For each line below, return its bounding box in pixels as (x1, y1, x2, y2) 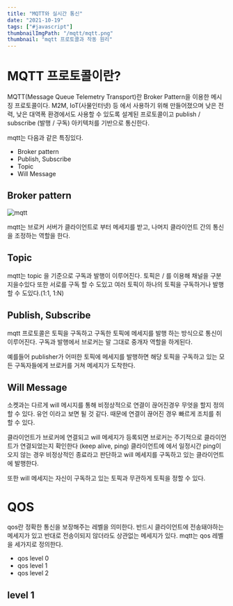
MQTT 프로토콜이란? (7, 68, 122, 84)
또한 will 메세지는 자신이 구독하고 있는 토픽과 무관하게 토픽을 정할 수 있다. (7, 474, 206, 483)
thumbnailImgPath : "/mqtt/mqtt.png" (7, 29, 113, 37)
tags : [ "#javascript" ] (7, 23, 73, 30)
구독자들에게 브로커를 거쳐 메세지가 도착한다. (14, 361, 136, 369)
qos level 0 (17, 554, 49, 563)
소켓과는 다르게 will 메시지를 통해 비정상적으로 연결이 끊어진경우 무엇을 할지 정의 (7, 401, 225, 410)
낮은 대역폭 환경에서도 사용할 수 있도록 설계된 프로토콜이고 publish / (16, 110, 201, 118)
